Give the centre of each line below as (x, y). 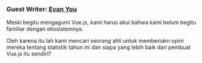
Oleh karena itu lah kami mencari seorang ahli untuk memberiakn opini (95, 41)
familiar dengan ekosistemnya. (45, 29)
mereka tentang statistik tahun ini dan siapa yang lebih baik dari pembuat (99, 47)
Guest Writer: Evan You (42, 9)
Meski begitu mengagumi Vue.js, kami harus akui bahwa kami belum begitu (101, 23)
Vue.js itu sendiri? (29, 54)
